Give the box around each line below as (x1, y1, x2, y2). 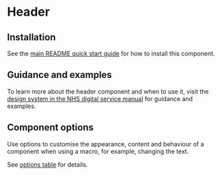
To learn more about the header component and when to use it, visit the (7, 87, 209, 96)
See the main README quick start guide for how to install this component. (7, 49, 215, 57)
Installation (7, 31, 56, 43)
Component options (7, 122, 94, 133)
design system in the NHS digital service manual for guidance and (7, 94, 193, 103)
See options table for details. (7, 160, 88, 168)
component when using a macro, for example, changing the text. (7, 147, 189, 155)
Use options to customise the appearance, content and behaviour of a (7, 139, 204, 148)
